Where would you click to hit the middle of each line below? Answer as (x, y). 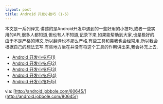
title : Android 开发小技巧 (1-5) (37, 14)
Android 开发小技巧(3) (34, 69)
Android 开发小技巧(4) (34, 75)
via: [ (10, 91)
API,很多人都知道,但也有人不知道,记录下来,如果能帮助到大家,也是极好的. (84, 35)
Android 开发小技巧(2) (34, 63)
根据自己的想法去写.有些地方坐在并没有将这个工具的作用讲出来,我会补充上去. (81, 47)
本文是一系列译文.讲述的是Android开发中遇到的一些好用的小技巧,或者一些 (78, 28)
